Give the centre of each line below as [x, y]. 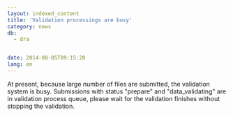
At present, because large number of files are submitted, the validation [109, 84]
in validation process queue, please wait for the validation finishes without [114, 98]
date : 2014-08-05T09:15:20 [46, 58]
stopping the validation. [41, 106]
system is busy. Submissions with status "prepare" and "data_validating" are [117, 91]
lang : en [20, 64]
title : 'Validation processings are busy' [70, 20]
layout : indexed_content [43, 13]
